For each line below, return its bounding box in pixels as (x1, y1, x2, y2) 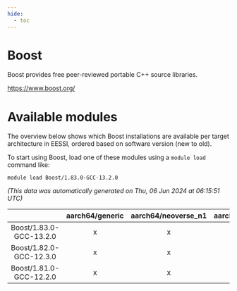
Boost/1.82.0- (11, 243, 60, 253)
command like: (7, 161, 50, 169)
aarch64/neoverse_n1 (130, 211, 207, 221)
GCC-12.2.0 (13, 272, 56, 282)
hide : (7, 10, 23, 18)
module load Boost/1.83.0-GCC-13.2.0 (7, 174, 119, 182)
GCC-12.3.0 (13, 252, 56, 261)
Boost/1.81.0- (11, 264, 60, 273)
